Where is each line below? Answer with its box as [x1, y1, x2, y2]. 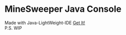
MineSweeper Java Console [4, 3, 122, 15]
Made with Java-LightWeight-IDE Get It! [4, 20, 86, 26]
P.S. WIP [4, 25, 22, 31]
